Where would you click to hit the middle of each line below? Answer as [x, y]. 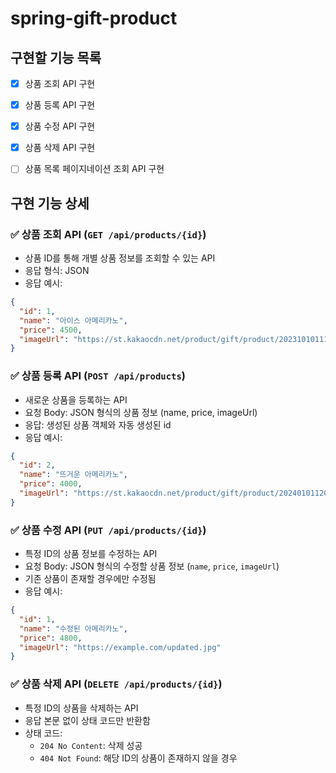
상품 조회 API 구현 [60, 83]
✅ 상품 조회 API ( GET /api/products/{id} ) [108, 234]
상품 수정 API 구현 [60, 126]
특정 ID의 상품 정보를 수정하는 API [91, 554]
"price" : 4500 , [51, 330]
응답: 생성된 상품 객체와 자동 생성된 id [98, 424]
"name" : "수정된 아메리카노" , [73, 628]
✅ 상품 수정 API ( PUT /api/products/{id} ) [108, 530]
